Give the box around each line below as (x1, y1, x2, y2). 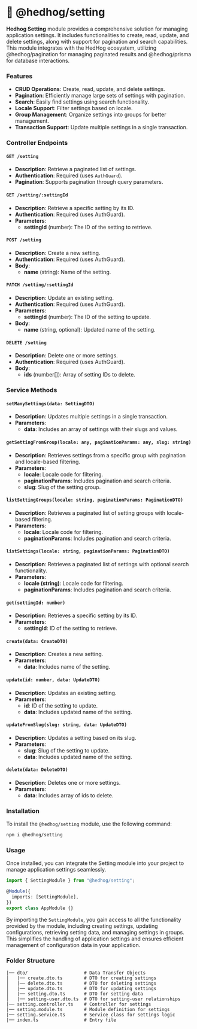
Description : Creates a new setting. (14, 651, 104, 658)
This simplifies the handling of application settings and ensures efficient (6, 935, 184, 942)
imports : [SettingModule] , (11, 894, 79, 900)
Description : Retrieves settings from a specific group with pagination (14, 451, 186, 459)
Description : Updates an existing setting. (14, 689, 117, 696)
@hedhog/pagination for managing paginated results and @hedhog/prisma (6, 50, 192, 57)
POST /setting (6, 237, 42, 243)
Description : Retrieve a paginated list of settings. (14, 166, 137, 173)
